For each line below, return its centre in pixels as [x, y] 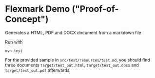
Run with [14, 42]
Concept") [27, 19]
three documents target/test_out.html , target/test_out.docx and [72, 65]
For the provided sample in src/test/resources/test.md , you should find [77, 60]
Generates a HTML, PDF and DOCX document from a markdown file [73, 32]
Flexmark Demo [38, 9]
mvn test [14, 51]
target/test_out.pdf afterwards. [38, 70]
